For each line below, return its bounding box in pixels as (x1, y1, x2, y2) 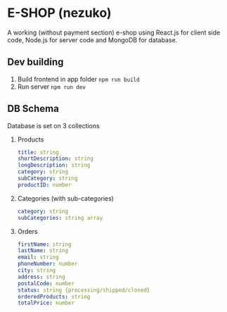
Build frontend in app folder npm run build (17, 75, 140, 83)
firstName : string (17, 241, 72, 248)
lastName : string (17, 247, 69, 254)
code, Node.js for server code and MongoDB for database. (7, 35, 178, 44)
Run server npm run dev (17, 82, 86, 91)
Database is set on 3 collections (7, 121, 100, 130)
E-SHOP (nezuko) (7, 5, 112, 21)
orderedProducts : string (17, 293, 91, 300)
